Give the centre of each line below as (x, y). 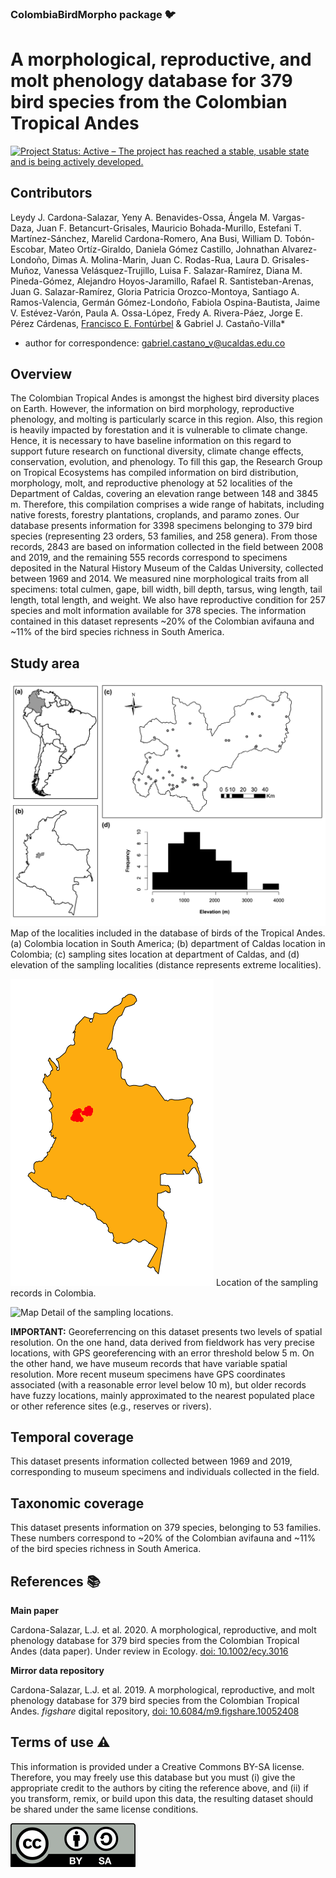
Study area (45, 663)
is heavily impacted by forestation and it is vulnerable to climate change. (159, 430)
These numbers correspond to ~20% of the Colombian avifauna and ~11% (163, 1538)
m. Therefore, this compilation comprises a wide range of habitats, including (167, 504)
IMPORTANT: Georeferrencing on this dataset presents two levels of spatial (166, 1331)
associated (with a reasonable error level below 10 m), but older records (158, 1384)
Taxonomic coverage (77, 1503)
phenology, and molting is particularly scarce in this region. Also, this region (166, 419)
